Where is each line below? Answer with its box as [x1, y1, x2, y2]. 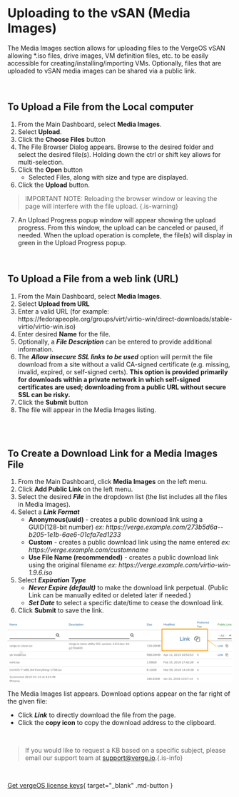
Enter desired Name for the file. [17, 329, 111, 338]
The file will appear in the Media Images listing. [17, 405, 157, 414]
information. [17, 344, 54, 354]
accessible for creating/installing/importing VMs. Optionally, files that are [7, 58, 222, 67]
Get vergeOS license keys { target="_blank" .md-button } [7, 781, 173, 790]
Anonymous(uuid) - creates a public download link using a [28, 515, 203, 524]
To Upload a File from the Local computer [7, 101, 194, 113]
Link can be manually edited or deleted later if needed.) [28, 591, 191, 600]
